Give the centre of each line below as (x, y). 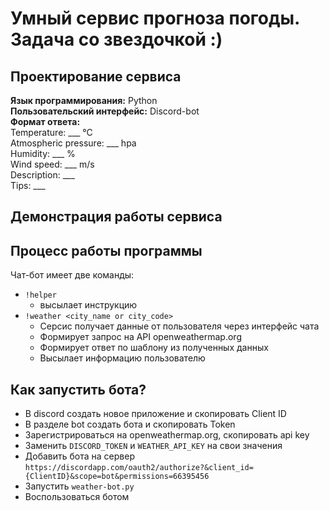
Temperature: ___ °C (51, 132)
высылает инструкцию (88, 305)
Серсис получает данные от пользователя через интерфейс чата (179, 326)
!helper (40, 295)
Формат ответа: (45, 121)
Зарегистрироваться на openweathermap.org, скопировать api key (167, 435)
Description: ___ (42, 175)
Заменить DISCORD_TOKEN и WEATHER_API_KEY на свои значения (153, 446)
